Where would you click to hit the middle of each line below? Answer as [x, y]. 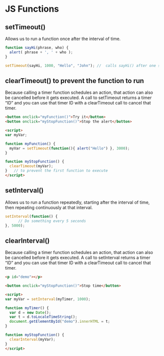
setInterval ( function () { [31, 216]
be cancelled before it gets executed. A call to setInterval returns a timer [78, 258]
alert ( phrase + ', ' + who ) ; [41, 52]
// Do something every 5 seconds [52, 221]
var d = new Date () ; [30, 313]
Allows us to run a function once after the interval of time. [63, 39]
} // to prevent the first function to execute [57, 171]
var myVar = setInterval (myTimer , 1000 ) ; [48, 299]
